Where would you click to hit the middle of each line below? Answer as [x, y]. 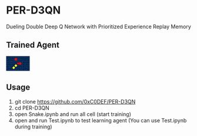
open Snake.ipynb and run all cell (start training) [73, 114]
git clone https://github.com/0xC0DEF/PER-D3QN [75, 101]
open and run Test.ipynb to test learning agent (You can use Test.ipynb [101, 120]
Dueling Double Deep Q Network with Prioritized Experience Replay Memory [98, 26]
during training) [33, 127]
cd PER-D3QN [32, 108]
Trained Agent [33, 45]
